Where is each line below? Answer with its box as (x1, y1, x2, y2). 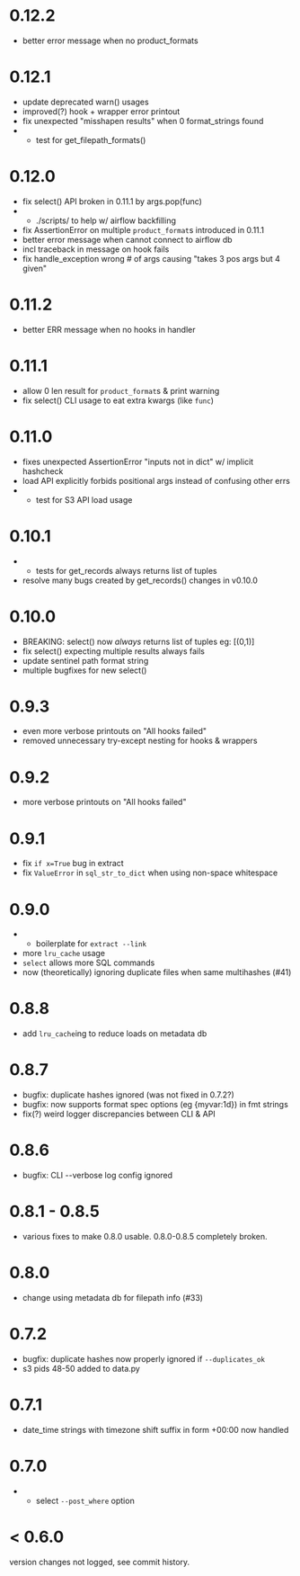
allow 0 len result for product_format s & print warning (22, 385, 220, 396)
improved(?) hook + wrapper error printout (22, 105, 181, 117)
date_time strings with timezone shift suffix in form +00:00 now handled (22, 1424, 289, 1435)
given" (22, 263, 48, 273)
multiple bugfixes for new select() (22, 665, 147, 676)
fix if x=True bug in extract (22, 858, 124, 869)
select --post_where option (35, 1495, 135, 1506)
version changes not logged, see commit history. (9, 1556, 190, 1567)
